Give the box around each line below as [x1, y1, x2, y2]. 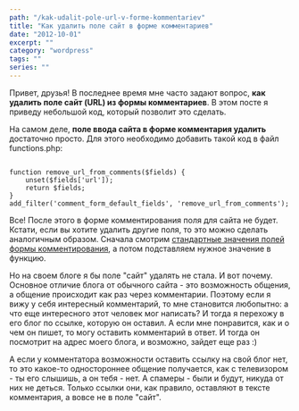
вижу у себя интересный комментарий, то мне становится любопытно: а [9, 298, 289, 309]
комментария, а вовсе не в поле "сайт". [9, 391, 162, 402]
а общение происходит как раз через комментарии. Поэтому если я [9, 289, 271, 299]
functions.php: [9, 142, 63, 153]
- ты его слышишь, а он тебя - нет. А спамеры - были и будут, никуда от [9, 373, 284, 383]
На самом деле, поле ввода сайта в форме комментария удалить [9, 123, 266, 134]
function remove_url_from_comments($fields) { [9, 167, 186, 177]
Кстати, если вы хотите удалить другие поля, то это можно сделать [9, 224, 269, 235]
